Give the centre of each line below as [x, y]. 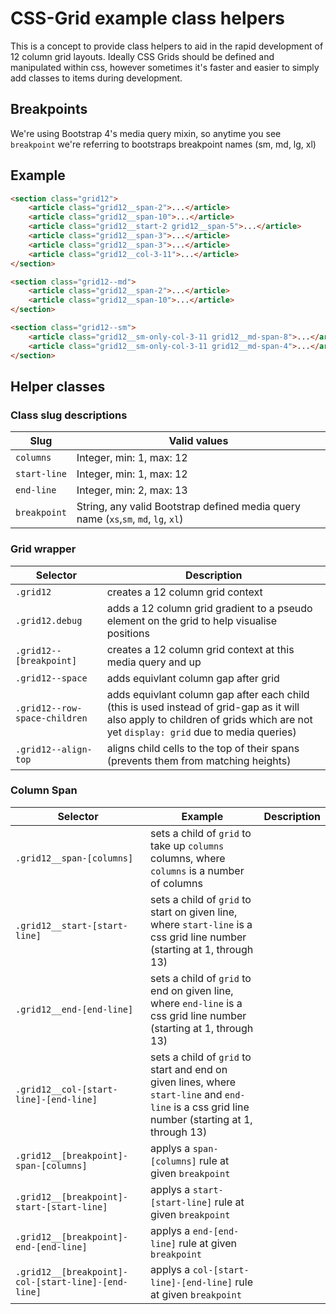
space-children [51, 718]
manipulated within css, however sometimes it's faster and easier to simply [165, 67]
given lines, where [193, 1082]
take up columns [187, 845]
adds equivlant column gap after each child [208, 694]
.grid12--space [51, 678]
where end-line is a [196, 1003]
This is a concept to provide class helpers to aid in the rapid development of [167, 46]
